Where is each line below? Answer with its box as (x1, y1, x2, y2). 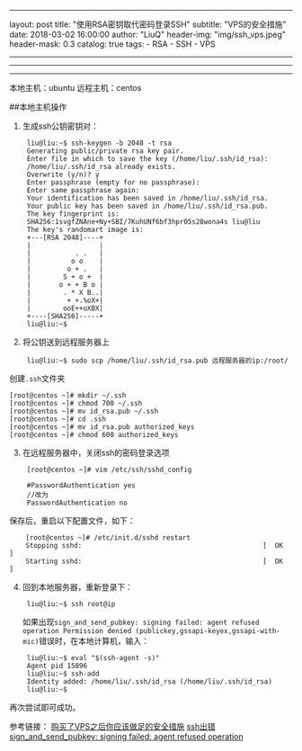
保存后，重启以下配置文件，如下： (9, 515, 136, 526)
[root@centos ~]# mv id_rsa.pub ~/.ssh (9, 407, 159, 416)
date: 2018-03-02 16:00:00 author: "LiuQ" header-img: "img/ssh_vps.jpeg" (9, 29, 286, 40)
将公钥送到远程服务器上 (22, 336, 110, 347)
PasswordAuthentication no (26, 498, 128, 507)
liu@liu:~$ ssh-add (26, 669, 100, 678)
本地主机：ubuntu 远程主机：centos (9, 83, 142, 93)
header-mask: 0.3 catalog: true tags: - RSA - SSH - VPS (9, 39, 216, 49)
